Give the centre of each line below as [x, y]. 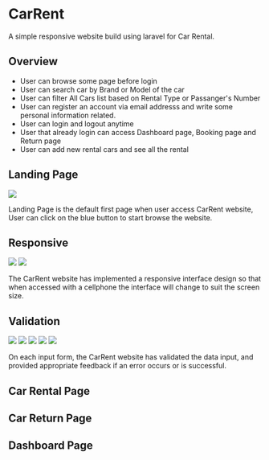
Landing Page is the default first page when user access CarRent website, [131, 209]
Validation [34, 321]
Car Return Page [50, 418]
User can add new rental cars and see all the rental [104, 149]
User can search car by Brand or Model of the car [102, 89]
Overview [33, 62]
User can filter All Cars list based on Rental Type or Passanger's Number [140, 98]
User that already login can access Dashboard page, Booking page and [138, 132]
